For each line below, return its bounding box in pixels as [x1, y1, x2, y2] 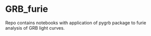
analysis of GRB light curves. [5, 25, 65, 31]
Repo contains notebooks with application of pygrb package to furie [5, 20, 146, 26]
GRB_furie [5, 3, 48, 15]
